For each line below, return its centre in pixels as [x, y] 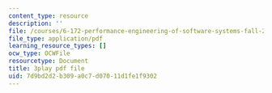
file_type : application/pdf [56, 38]
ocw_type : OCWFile [39, 53]
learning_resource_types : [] [57, 46]
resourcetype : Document [49, 61]
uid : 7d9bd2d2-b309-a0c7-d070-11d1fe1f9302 [83, 76]
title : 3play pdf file [47, 69]
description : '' [36, 23]
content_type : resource [49, 16]
